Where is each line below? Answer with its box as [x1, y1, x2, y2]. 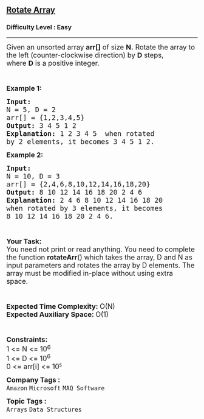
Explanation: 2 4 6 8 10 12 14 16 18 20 [6, 195, 163, 205]
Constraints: [6, 335, 48, 343]
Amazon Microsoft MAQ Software [6, 385, 105, 392]
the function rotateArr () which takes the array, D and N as [6, 253, 192, 261]
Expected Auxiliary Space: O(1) [6, 310, 109, 319]
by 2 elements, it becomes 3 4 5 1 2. [6, 137, 155, 146]
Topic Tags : [6, 397, 47, 406]
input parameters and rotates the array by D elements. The [6, 261, 195, 270]
